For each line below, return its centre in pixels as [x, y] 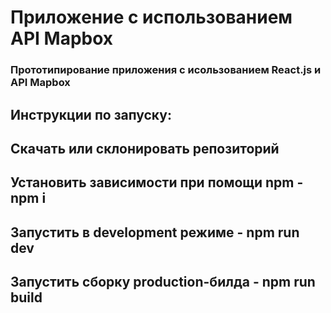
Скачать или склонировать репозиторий [145, 148]
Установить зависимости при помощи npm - [157, 182]
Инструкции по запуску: [91, 114]
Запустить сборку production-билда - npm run [163, 282]
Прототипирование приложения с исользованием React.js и [166, 70]
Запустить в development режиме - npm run [155, 232]
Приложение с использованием [151, 17]
